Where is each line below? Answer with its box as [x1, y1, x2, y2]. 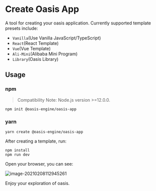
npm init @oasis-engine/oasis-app [5, 106, 77, 112]
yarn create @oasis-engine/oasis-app [5, 129, 83, 134]
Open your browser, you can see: [5, 161, 74, 167]
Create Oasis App [5, 3, 79, 15]
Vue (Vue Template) [12, 45, 51, 51]
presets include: [5, 25, 38, 31]
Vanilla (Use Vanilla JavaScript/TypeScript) [12, 35, 101, 41]
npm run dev [5, 152, 30, 157]
